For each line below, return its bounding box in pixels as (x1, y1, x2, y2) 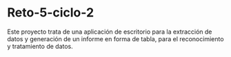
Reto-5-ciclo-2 (7, 5, 94, 21)
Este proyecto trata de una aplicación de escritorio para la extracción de (7, 27, 212, 36)
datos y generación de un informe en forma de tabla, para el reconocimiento (7, 34, 224, 43)
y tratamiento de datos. (7, 42, 74, 50)
